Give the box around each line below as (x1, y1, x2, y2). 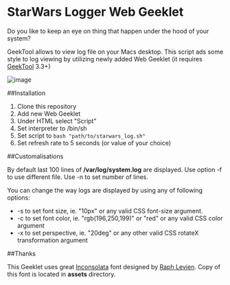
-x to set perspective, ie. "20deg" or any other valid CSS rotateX (16, 229, 199, 237)
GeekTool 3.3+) (7, 62, 51, 70)
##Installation (7, 89, 46, 97)
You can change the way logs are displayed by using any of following (7, 186, 203, 194)
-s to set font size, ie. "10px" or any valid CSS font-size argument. (16, 207, 203, 215)
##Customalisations (7, 152, 64, 160)
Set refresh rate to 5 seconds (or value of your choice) (16, 138, 172, 147)
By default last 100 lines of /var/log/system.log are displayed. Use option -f (7, 165, 222, 173)
